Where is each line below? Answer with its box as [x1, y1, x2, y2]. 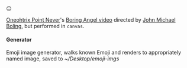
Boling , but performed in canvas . [6, 23, 85, 29]
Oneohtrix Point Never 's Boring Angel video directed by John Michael [6, 16, 176, 23]
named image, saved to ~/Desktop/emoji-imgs [6, 55, 120, 62]
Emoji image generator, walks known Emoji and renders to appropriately [6, 49, 182, 56]
